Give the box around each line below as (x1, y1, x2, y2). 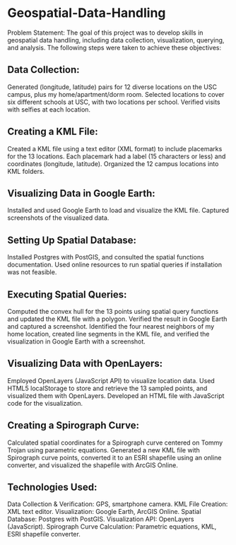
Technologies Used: (7, 481, 98, 493)
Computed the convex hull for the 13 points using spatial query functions (7, 307, 219, 315)
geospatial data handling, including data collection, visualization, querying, (7, 35, 225, 44)
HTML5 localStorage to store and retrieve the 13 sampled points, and (7, 384, 208, 392)
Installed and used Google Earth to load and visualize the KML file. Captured (7, 206, 230, 215)
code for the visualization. (7, 399, 83, 407)
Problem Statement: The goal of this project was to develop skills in (7, 28, 203, 37)
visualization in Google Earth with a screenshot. (7, 337, 146, 346)
